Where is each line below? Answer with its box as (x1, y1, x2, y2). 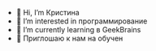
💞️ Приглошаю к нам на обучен (15, 33, 123, 43)
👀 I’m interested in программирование (15, 16, 148, 26)
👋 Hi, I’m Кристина (15, 8, 80, 17)
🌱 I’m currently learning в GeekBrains (15, 25, 141, 34)
